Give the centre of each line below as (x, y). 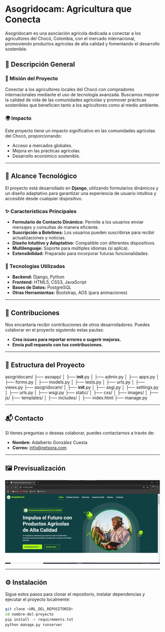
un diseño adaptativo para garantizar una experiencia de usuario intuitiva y (81, 193)
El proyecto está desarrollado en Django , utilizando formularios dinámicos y (82, 188)
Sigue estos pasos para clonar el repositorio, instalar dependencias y (75, 594)
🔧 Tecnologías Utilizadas (35, 266)
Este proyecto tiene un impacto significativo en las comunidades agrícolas (80, 130)
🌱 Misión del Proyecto (31, 78)
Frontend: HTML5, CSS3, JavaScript (49, 282)
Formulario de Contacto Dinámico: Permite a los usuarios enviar (78, 222)
